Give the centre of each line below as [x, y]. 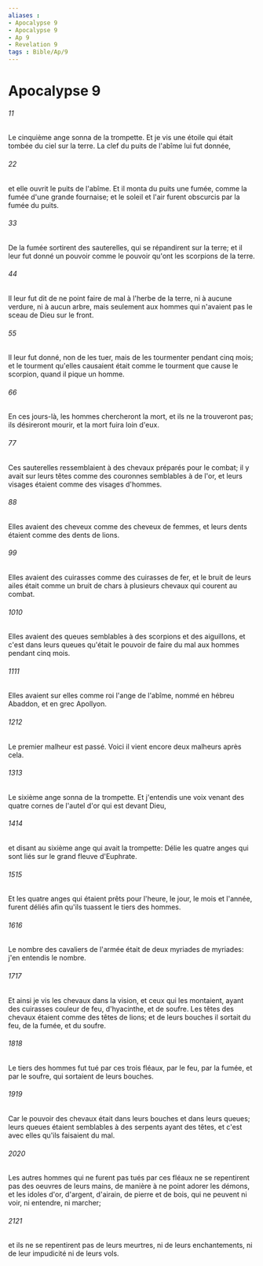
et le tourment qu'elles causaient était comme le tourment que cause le [123, 366]
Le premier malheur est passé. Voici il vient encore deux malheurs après [125, 746]
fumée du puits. [33, 205]
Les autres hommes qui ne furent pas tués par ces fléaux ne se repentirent [129, 1178]
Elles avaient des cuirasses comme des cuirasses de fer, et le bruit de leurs [130, 577]
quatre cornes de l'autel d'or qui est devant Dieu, [87, 805]
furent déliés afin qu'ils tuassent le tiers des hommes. [95, 907]
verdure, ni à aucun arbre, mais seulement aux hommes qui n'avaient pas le [130, 307]
